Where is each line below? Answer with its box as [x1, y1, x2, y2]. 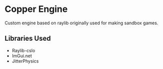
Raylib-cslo [11, 47, 35, 53]
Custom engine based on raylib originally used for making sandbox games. [4, 20, 159, 26]
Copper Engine [4, 3, 68, 15]
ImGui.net [11, 53, 32, 59]
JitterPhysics [11, 58, 39, 64]
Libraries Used [4, 34, 51, 43]
